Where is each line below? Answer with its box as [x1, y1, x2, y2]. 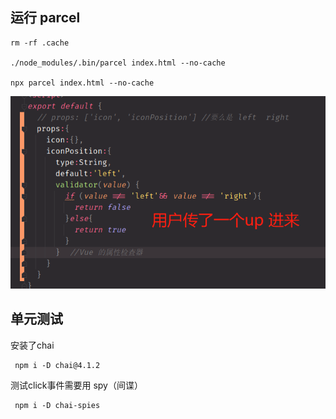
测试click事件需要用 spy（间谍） [10, 379, 143, 391]
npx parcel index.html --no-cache [10, 78, 155, 88]
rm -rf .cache [10, 38, 70, 48]
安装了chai [10, 339, 55, 351]
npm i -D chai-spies [14, 400, 101, 410]
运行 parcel [10, 9, 81, 27]
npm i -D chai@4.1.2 [14, 360, 101, 370]
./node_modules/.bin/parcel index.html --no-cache [10, 58, 226, 68]
